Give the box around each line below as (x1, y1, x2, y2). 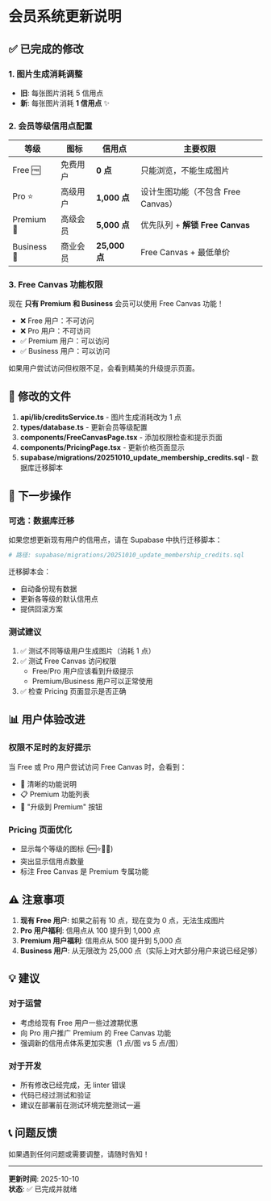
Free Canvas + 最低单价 (140, 247, 231, 258)
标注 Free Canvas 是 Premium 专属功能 (19, 867, 149, 876)
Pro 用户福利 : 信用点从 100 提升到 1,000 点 (19, 926, 161, 935)
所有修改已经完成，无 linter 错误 (19, 1080, 127, 1090)
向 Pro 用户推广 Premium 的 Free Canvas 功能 (19, 1027, 172, 1038)
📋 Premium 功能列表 (19, 789, 90, 799)
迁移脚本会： (8, 566, 51, 576)
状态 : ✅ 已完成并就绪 (8, 1184, 77, 1194)
